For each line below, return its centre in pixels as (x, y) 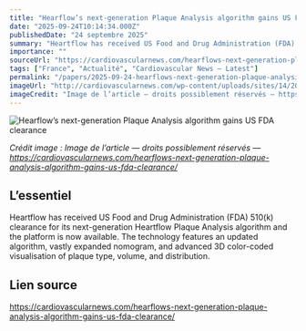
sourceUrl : (30, 60)
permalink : (30, 78)
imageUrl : (28, 86)
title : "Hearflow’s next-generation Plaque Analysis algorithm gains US (150, 18)
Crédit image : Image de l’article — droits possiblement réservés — (135, 148)
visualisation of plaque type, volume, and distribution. (110, 256)
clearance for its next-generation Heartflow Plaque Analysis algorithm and (148, 227)
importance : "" (38, 52)
